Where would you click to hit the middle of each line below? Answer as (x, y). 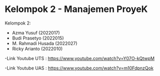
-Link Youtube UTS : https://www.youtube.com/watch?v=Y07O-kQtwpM (80, 58)
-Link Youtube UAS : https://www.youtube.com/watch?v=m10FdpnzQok (79, 68)
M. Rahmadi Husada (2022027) (45, 43)
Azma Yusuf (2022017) (36, 32)
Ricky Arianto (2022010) (37, 48)
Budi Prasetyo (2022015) (38, 38)
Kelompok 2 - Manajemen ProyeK (76, 9)
